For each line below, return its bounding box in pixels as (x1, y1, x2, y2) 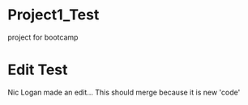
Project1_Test (7, 6, 100, 24)
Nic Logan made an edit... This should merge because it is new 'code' (7, 87, 241, 97)
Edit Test (7, 61, 68, 79)
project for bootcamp (7, 32, 79, 42)
